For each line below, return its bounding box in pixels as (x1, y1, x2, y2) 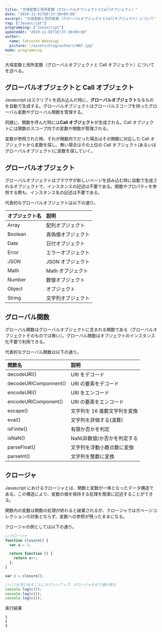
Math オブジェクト (46, 267, 88, 274)
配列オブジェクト (46, 222, 86, 229)
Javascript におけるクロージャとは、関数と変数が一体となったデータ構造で (5, 485, 154, 491)
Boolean (7, 231, 27, 238)
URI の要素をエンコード (71, 399, 124, 405)
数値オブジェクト (46, 277, 86, 283)
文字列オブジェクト (46, 295, 90, 301)
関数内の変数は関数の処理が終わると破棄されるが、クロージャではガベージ (5, 507, 153, 513)
